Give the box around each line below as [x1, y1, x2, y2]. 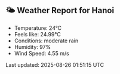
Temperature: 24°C [14, 24, 62, 32]
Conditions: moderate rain [14, 37, 79, 44]
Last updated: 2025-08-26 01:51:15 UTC [5, 61, 104, 68]
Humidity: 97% [14, 43, 51, 50]
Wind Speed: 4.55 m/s [14, 50, 69, 57]
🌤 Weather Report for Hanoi [5, 5, 115, 16]
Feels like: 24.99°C [14, 30, 61, 38]
